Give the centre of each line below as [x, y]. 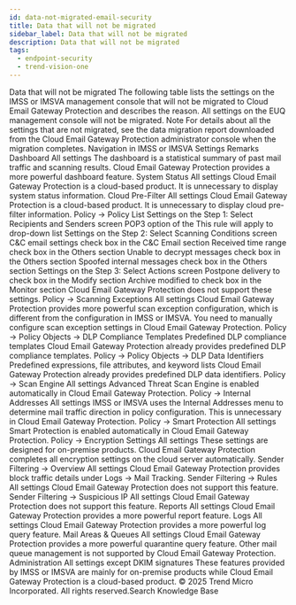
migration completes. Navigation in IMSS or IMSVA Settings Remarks [134, 148]
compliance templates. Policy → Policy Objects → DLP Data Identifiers [137, 355]
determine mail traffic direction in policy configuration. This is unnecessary [145, 412]
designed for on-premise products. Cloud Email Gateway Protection [133, 449]
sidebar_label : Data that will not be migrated [99, 34]
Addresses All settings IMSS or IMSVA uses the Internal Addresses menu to [147, 402]
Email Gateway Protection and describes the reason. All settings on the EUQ [147, 111]
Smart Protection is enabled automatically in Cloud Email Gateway [129, 430]
